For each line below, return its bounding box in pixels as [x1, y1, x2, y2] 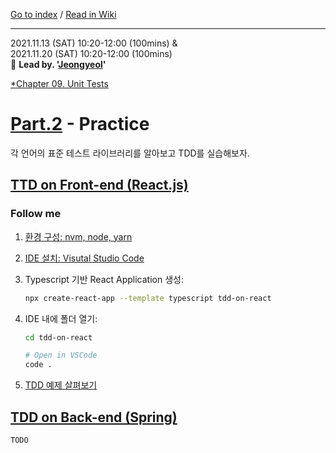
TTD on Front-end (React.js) [10, 177, 189, 194]
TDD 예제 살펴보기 [24, 379, 98, 391]
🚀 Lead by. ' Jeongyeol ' [10, 59, 107, 70]
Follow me [10, 207, 62, 221]
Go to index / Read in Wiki [10, 9, 117, 20]
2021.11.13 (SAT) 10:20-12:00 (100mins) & [10, 37, 178, 49]
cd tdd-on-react [24, 332, 93, 343]
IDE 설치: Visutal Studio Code [24, 252, 145, 264]
